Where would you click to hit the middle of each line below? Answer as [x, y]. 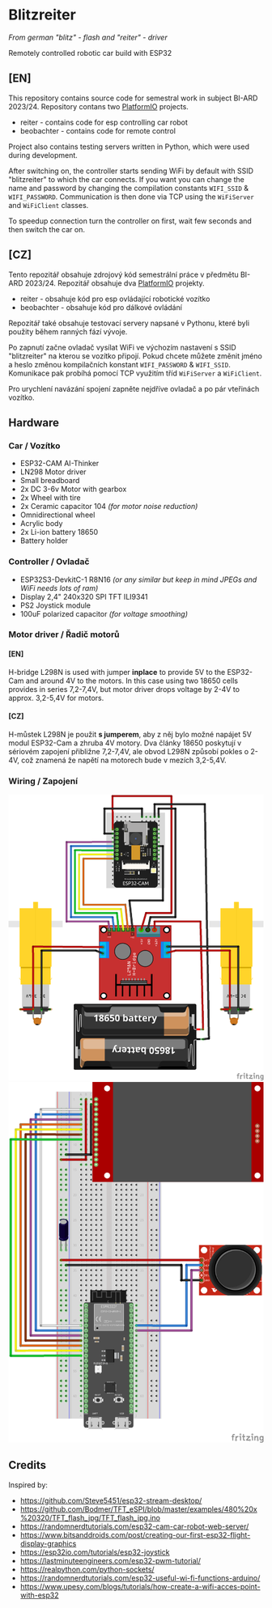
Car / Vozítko [34, 445]
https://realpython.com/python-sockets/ [87, 1569]
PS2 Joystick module [55, 605]
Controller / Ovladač [49, 562]
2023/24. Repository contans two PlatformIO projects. [98, 106]
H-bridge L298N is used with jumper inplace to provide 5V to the [117, 672]
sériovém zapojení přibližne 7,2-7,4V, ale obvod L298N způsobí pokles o [129, 751]
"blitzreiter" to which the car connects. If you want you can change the [127, 179]
